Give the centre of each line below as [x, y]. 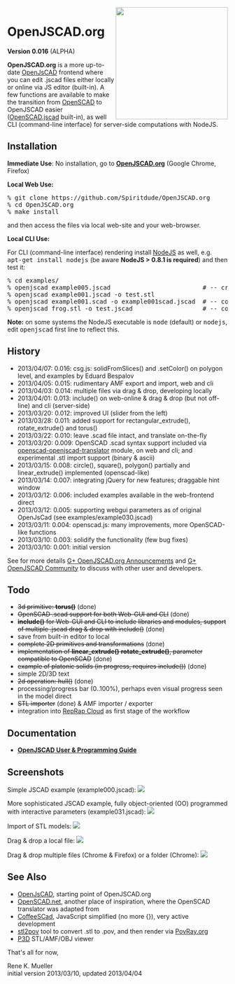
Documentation [42, 733]
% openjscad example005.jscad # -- [113, 287]
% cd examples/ [33, 280]
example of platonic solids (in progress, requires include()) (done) [112, 667]
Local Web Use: [30, 184]
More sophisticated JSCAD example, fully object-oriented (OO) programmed [117, 803]
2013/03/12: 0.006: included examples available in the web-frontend [116, 495]
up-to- [95, 64]
